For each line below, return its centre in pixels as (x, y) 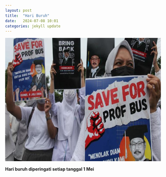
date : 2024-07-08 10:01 (32, 21)
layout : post (19, 10)
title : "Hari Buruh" (27, 16)
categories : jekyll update (33, 26)
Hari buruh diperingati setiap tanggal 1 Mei (50, 169)
